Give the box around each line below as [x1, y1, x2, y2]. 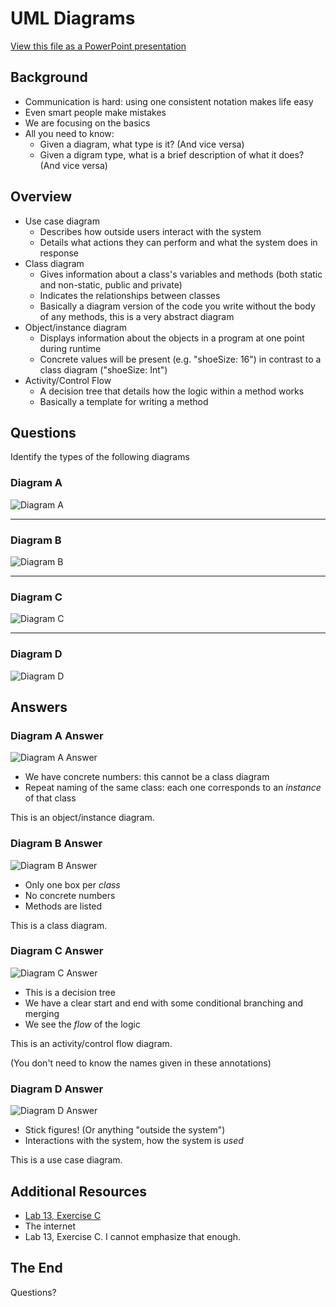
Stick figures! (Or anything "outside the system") [24, 1124, 226, 1136]
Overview [10, 188, 73, 206]
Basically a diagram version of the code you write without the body [39, 300, 316, 312]
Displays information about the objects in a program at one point [39, 332, 305, 344]
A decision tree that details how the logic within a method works [39, 385, 305, 397]
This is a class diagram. [10, 919, 108, 931]
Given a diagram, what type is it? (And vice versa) [39, 138, 245, 150]
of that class [24, 792, 77, 804]
